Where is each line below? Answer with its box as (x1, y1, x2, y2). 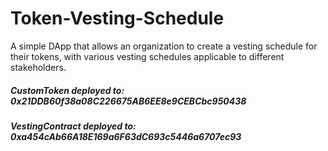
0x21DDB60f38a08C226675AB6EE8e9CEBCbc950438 (10, 95, 247, 107)
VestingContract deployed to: (10, 120, 137, 132)
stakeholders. (10, 61, 67, 73)
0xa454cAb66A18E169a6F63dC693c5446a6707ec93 (10, 130, 242, 142)
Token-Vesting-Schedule (10, 7, 225, 30)
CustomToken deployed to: (10, 84, 125, 96)
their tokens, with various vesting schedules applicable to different (10, 50, 285, 62)
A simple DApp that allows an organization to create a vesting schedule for (10, 40, 318, 52)
